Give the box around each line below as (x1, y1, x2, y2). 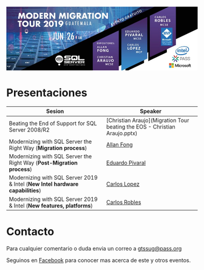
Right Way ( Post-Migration (8, 159, 78, 167)
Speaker (140, 107, 162, 115)
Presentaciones (6, 86, 88, 100)
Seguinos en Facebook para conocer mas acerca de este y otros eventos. (6, 257, 191, 264)
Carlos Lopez (106, 180, 140, 188)
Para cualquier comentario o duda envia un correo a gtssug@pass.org (6, 245, 182, 252)
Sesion (46, 107, 64, 115)
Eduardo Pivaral (106, 159, 146, 167)
